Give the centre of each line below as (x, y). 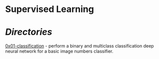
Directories (29, 32)
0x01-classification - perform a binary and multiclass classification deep (79, 46)
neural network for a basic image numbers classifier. (59, 51)
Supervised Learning (49, 9)
